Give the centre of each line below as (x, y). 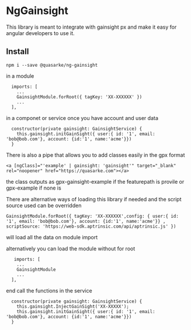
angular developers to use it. (40, 33)
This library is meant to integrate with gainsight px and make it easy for (91, 27)
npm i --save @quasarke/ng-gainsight (52, 65)
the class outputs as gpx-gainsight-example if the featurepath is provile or (95, 181)
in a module (20, 76)
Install (18, 52)
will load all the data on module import (52, 237)
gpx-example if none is (34, 188)
